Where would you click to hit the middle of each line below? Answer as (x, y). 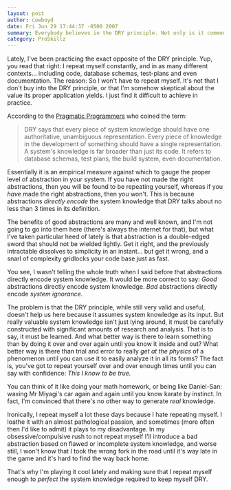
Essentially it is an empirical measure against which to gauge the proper (109, 172)
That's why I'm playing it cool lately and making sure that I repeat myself (110, 472)
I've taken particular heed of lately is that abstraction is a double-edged (108, 237)
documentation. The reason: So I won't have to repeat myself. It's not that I (113, 81)
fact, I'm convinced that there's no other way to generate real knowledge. (111, 401)
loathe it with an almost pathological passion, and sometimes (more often (111, 422)
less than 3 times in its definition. (54, 209)
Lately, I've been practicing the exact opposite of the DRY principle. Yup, (110, 59)
